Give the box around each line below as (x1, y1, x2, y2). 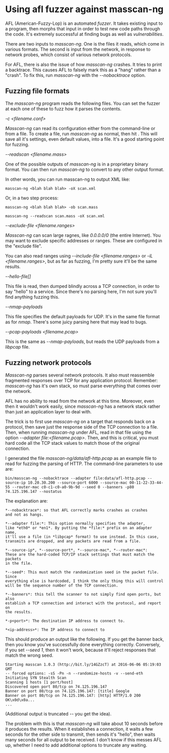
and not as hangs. (5, 512, 44, 517)
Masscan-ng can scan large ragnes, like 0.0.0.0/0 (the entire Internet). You (5, 232, 161, 238)
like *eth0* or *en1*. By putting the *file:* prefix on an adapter (5, 525, 152, 530)
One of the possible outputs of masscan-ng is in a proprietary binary (5, 161, 148, 167)
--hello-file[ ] (5, 273, 31, 279)
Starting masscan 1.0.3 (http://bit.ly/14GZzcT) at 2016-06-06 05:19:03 (5, 662, 161, 667)
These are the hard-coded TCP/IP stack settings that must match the (5, 552, 155, 557)
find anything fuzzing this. (5, 294, 60, 300)
